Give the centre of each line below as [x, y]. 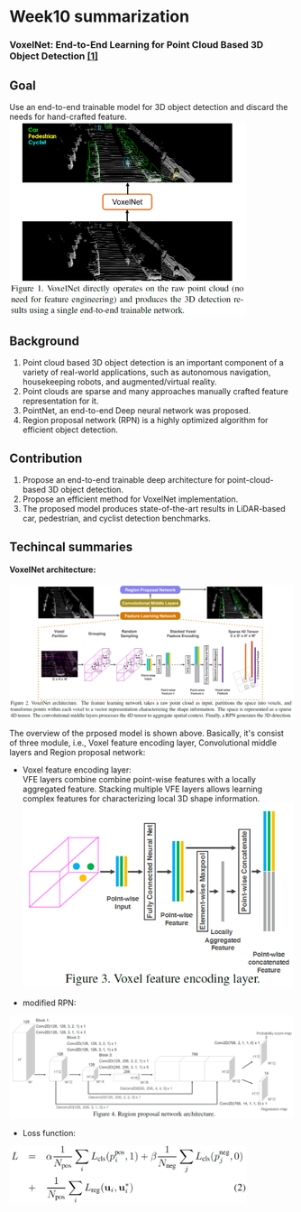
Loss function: [49, 1133]
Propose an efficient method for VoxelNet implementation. [130, 499]
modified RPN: [49, 1003]
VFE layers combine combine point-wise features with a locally [139, 779]
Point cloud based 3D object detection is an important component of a [153, 363]
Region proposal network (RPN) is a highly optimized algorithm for [145, 421]
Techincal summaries [71, 546]
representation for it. [60, 401]
